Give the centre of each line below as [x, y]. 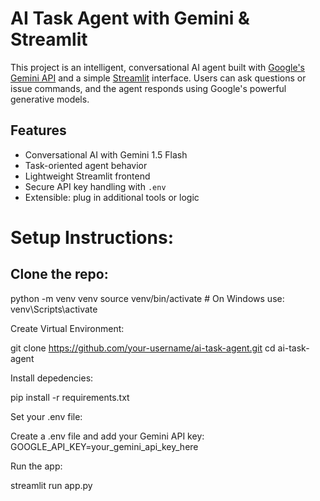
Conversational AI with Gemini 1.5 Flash [106, 154]
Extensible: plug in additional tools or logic [112, 197]
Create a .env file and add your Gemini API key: [107, 436]
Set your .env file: [46, 416]
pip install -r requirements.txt [70, 397]
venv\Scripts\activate [54, 309]
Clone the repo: [59, 274]
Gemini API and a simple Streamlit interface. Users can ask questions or [158, 78]
